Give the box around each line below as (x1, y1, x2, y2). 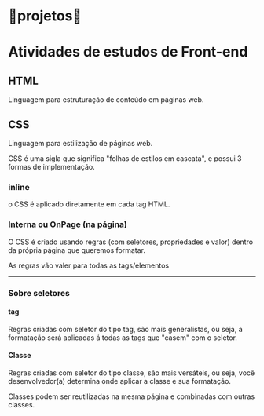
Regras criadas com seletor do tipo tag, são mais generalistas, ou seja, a (8, 324, 244, 334)
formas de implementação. (8, 162, 96, 171)
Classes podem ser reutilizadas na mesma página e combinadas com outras (8, 392, 255, 401)
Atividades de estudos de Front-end (8, 43, 248, 61)
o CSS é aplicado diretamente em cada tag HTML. (8, 199, 170, 209)
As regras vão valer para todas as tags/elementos (8, 261, 170, 270)
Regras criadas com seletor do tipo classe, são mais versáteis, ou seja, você (8, 368, 255, 378)
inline (8, 181, 30, 192)
